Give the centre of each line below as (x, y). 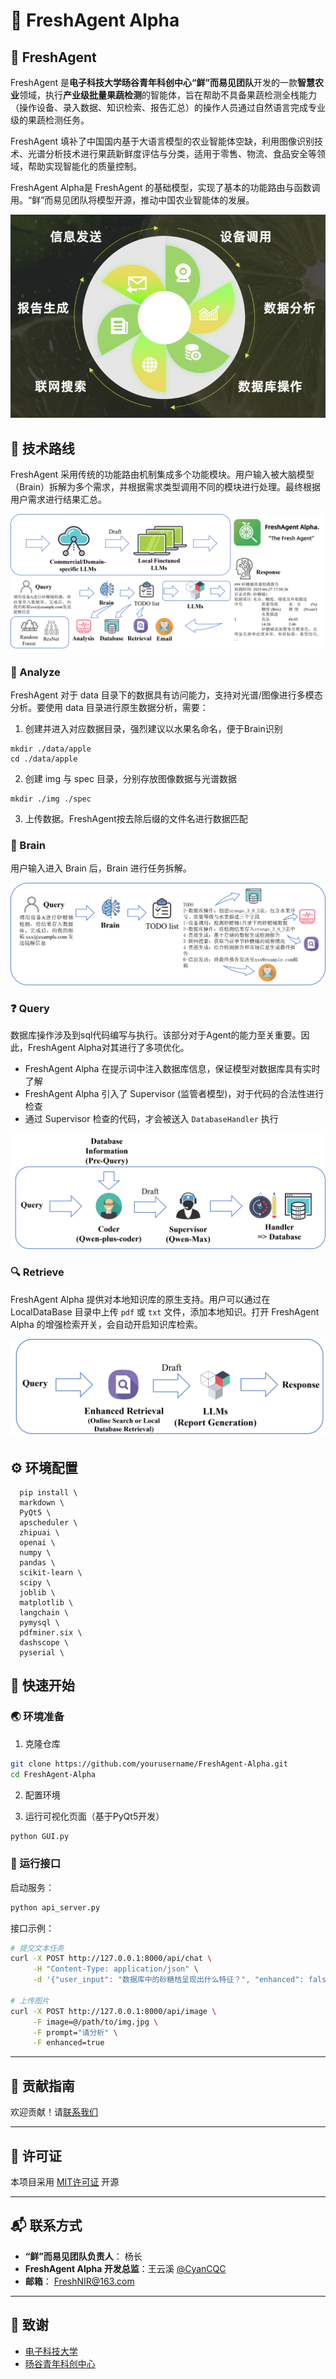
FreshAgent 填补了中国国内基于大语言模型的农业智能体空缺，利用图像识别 (162, 141)
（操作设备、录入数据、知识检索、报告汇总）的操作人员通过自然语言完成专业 (168, 107)
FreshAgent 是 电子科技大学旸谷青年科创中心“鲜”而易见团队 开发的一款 (154, 82)
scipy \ (35, 1583)
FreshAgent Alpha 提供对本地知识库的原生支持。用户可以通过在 (140, 1299)
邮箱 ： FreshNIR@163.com (79, 2281)
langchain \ (44, 1613)
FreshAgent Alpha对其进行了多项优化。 (108, 1048)
